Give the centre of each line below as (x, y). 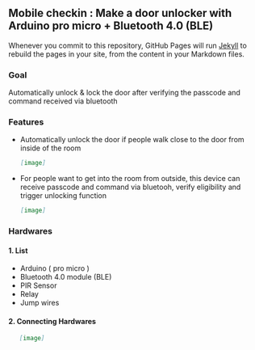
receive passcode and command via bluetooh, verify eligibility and (130, 187)
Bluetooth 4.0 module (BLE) (66, 277)
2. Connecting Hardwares (52, 321)
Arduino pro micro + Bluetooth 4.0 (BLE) (111, 26)
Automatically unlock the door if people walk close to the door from (132, 140)
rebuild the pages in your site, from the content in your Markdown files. (126, 54)
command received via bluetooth (63, 101)
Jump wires (40, 303)
